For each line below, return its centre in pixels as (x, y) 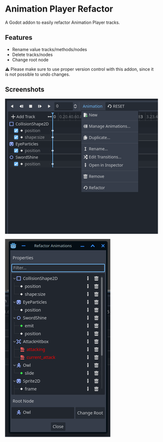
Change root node (30, 60)
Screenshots (25, 90)
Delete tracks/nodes (32, 54)
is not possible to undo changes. (38, 74)
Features (19, 38)
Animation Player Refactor (59, 9)
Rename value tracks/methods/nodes (49, 49)
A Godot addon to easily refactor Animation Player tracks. (63, 22)
